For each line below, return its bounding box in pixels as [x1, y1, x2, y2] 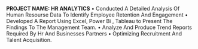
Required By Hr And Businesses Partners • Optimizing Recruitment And [6, 30, 182, 37]
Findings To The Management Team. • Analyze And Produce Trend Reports [6, 24, 193, 31]
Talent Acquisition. [6, 37, 52, 43]
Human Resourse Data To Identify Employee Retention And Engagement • [6, 11, 188, 18]
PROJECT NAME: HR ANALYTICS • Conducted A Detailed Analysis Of [6, 5, 180, 12]
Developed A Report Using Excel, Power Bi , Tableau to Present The [6, 18, 173, 24]
